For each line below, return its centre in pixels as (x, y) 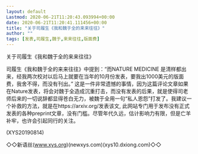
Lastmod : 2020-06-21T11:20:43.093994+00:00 (61, 17)
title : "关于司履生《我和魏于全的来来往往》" (56, 28)
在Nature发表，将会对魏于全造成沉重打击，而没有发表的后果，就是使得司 (95, 91)
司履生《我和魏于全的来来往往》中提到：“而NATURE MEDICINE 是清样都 (94, 69)
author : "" (20, 34)
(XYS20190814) (25, 132)
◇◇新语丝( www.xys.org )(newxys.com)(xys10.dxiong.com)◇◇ (84, 145)
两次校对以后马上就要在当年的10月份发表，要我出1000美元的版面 (105, 76)
